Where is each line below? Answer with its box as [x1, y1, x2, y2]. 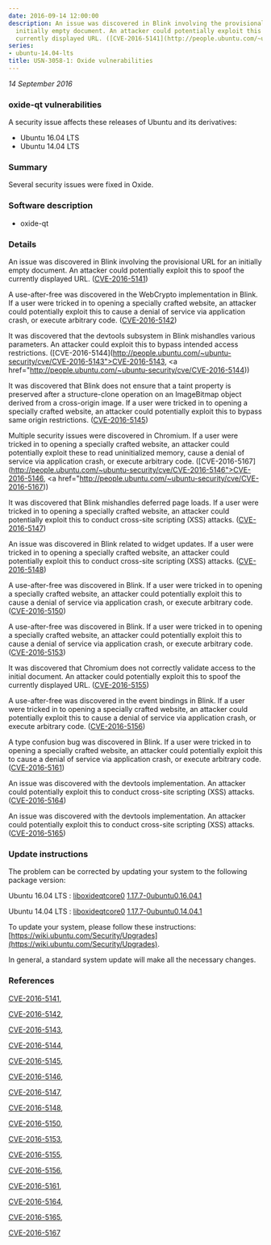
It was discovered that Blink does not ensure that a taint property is [8, 381, 231, 391]
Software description [8, 200, 94, 211]
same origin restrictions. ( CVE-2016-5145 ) [8, 415, 148, 425]
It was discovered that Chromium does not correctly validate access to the [8, 663, 256, 673]
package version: [8, 876, 66, 885]
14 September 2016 [8, 78, 73, 89]
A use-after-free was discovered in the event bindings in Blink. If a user [8, 696, 245, 706]
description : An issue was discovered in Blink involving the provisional [8, 19, 265, 27]
